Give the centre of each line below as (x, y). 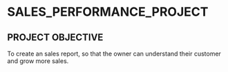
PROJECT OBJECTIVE (55, 37)
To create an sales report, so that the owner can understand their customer (114, 53)
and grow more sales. (38, 61)
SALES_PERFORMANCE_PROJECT (108, 12)
